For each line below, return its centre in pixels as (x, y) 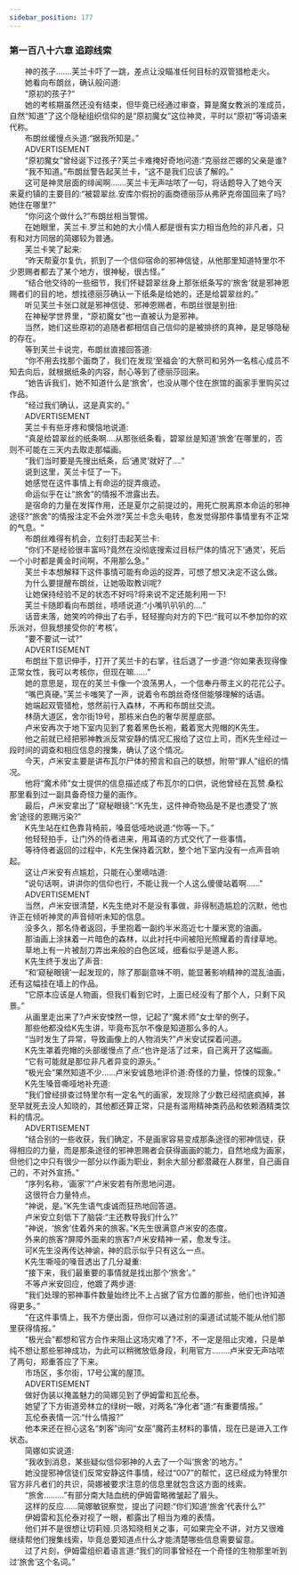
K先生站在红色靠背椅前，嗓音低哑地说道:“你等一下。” (120, 828)
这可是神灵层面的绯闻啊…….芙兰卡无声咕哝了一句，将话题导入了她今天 (154, 182)
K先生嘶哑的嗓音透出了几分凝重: (83, 1261)
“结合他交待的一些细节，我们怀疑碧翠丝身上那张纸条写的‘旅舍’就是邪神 (153, 282)
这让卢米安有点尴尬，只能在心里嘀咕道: (96, 872)
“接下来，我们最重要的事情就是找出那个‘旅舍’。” (110, 1272)
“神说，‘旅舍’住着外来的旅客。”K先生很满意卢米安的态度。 (129, 1228)
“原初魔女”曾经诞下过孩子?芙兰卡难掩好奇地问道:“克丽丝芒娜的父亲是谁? (156, 160)
